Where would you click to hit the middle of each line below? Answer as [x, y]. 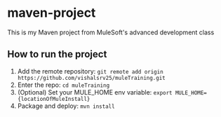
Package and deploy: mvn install [66, 106]
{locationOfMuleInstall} [54, 99]
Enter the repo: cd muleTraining [63, 85]
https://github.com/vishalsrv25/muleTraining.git [92, 78]
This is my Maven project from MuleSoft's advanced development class [111, 32]
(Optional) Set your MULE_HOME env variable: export [95, 92]
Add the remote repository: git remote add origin [90, 71]
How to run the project [57, 54]
